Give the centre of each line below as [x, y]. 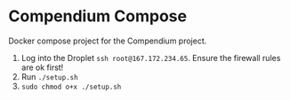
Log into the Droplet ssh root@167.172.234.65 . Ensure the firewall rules [151, 58]
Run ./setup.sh [49, 76]
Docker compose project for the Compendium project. [108, 41]
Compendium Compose [98, 16]
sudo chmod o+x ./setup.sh [71, 87]
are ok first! [42, 67]
